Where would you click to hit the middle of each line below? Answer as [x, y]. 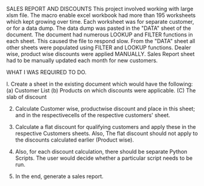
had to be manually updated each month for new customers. [82, 60]
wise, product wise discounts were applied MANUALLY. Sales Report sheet [100, 54]
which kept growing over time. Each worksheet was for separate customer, [100, 22]
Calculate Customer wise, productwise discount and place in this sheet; [105, 108]
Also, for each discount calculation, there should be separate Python [101, 152]
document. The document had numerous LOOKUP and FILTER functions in [100, 35]
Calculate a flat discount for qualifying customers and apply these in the [105, 127]
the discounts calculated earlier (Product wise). [74, 140]
